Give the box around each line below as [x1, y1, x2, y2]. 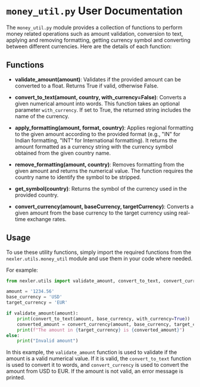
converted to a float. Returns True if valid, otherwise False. [14, 82, 159, 89]
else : [6, 332, 20, 338]
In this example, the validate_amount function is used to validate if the [6, 349, 177, 356]
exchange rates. [27, 215, 67, 222]
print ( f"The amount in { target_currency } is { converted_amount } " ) [17, 327, 185, 333]
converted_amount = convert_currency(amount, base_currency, [17, 321, 171, 328]
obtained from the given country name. [14, 149, 111, 156]
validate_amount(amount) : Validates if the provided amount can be [14, 75, 182, 83]
